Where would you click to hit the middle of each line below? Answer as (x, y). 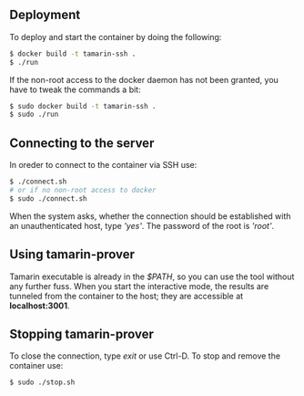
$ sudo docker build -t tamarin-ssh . (83, 106)
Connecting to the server (82, 143)
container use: (36, 366)
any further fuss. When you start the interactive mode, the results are (139, 286)
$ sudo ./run (34, 115)
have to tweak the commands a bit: (75, 89)
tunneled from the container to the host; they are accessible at (127, 296)
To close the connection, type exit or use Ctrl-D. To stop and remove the (145, 356)
